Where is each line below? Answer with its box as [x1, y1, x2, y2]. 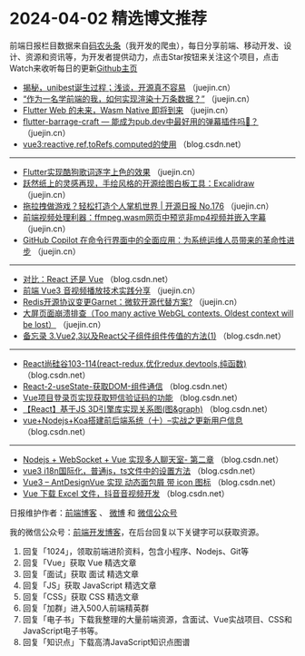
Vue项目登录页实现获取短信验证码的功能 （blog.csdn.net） [22, 392, 243, 403]
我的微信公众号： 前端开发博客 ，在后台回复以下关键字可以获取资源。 [9, 526, 264, 537]
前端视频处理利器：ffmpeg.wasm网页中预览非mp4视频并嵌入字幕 [22, 211, 267, 222]
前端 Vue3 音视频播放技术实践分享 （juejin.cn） [22, 285, 201, 296]
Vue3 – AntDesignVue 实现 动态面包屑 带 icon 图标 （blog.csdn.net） [22, 476, 281, 487]
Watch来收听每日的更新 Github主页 [9, 63, 138, 73]
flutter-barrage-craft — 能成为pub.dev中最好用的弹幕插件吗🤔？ [22, 115, 259, 127]
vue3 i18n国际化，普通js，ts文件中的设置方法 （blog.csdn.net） [22, 465, 261, 476]
